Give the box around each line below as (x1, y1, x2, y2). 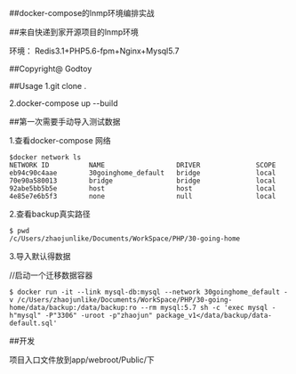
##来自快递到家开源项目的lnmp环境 (9, 27, 140, 37)
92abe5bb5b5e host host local (9, 184, 276, 193)
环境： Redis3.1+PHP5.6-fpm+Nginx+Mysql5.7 (9, 45, 180, 56)
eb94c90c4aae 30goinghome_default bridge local (9, 168, 276, 177)
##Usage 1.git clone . (9, 81, 87, 91)
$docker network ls (9, 153, 82, 162)
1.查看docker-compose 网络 (9, 135, 111, 145)
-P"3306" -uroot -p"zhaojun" (44, 311, 153, 320)
